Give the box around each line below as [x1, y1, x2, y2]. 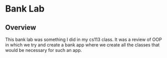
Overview [5, 23, 37, 32]
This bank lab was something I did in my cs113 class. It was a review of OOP [5, 36, 162, 42]
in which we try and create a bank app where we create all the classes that [5, 42, 160, 48]
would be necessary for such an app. [5, 47, 82, 53]
